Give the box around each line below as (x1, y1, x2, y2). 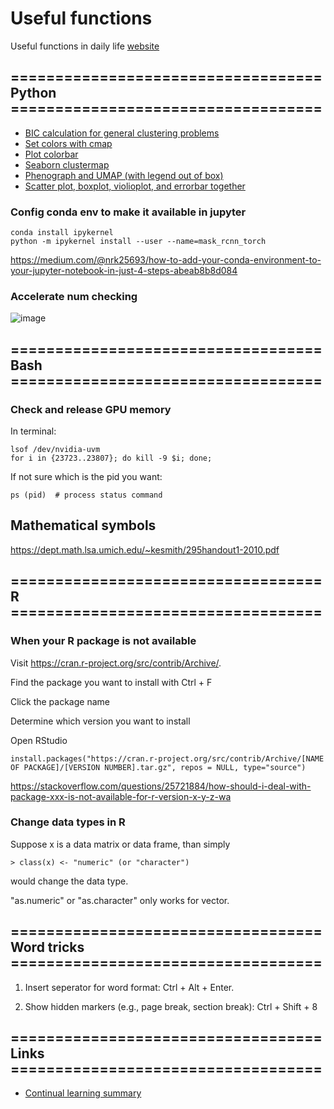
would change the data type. (10, 875, 129, 887)
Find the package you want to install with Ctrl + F (10, 676, 213, 688)
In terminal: (10, 425, 57, 437)
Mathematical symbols (10, 517, 157, 534)
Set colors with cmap (24, 137, 113, 149)
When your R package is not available (10, 634, 197, 648)
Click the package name (10, 695, 110, 707)
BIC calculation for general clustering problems (24, 127, 220, 139)
